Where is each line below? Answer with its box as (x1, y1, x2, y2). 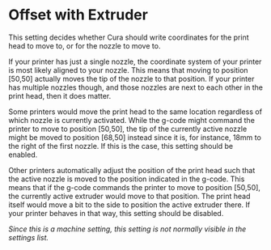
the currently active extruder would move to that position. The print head (8, 191, 251, 201)
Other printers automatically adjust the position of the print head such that (8, 165, 256, 175)
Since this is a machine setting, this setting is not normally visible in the (8, 224, 247, 234)
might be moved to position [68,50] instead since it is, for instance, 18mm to (8, 132, 261, 142)
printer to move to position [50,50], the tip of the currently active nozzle (8, 124, 248, 133)
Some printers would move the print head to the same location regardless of (8, 107, 263, 117)
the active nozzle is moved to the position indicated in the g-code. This (8, 174, 245, 184)
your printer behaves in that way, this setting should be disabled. (8, 208, 224, 218)
